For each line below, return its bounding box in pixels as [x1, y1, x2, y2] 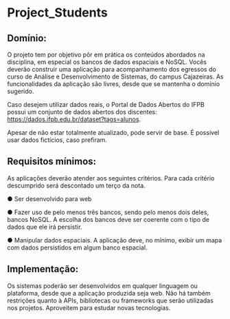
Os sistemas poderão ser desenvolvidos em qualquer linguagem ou [7, 281, 198, 290]
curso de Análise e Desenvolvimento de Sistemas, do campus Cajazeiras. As [7, 72, 224, 81]
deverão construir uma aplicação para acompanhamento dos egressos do [7, 65, 216, 73]
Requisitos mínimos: [7, 156, 97, 167]
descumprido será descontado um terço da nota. [7, 181, 146, 189]
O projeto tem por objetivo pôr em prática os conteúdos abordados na [7, 50, 205, 59]
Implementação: [7, 263, 79, 275]
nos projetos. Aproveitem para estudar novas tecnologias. [7, 303, 171, 311]
